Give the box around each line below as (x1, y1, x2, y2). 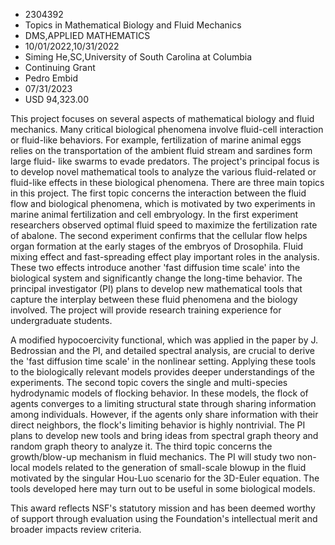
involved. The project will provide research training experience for (10, 304, 282, 316)
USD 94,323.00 (24, 94, 90, 105)
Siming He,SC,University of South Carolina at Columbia (24, 51, 253, 63)
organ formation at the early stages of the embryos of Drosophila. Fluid (10, 240, 304, 252)
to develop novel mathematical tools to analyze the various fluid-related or (10, 166, 317, 178)
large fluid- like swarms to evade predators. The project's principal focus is (10, 155, 320, 167)
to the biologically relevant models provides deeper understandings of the (10, 366, 315, 378)
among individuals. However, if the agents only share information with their (10, 409, 319, 420)
